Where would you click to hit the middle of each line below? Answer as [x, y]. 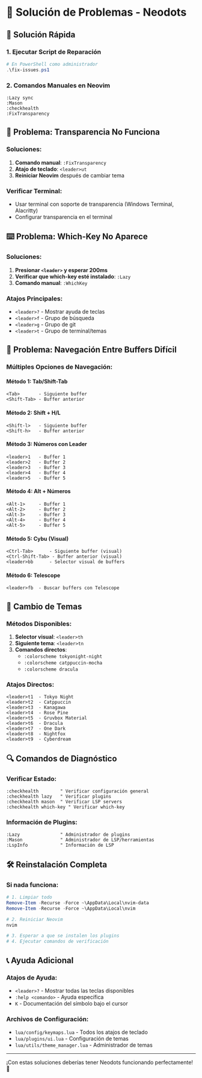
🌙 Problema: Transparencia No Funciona [83, 132]
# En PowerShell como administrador [52, 64]
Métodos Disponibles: [39, 624]
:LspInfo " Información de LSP [60, 845]
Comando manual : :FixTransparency [60, 162]
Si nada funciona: [32, 885]
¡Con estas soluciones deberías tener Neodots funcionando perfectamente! [100, 1062]
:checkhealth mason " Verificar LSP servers [64, 802]
